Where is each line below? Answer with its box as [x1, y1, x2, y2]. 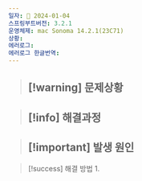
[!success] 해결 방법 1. [27, 163, 100, 173]
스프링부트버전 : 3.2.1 [8, 19, 72, 27]
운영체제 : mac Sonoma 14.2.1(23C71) [8, 27, 124, 35]
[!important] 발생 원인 [27, 141, 135, 154]
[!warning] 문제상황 [27, 81, 124, 95]
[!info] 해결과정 [27, 110, 102, 125]
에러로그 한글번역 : [8, 49, 60, 57]
